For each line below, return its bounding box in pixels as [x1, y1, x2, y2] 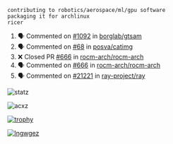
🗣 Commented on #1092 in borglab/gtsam [17, 32, 143, 40]
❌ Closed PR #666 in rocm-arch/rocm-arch [17, 53, 144, 61]
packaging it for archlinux [7, 13, 90, 20]
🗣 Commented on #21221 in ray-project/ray [17, 71, 146, 80]
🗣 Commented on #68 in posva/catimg [17, 42, 133, 51]
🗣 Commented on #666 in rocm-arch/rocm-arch [17, 61, 161, 69]
